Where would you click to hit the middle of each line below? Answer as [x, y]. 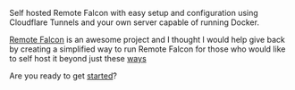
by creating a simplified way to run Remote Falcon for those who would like [147, 49]
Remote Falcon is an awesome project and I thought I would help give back [147, 40]
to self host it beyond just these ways [78, 58]
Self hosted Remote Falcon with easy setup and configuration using [134, 13]
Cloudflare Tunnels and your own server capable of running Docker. [134, 22]
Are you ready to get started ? [63, 76]
